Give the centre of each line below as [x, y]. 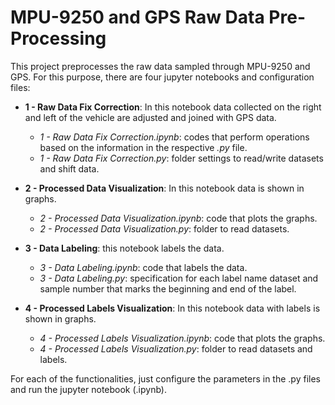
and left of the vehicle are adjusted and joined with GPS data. [150, 117]
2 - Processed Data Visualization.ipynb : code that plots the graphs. [178, 218]
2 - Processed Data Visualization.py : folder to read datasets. [164, 228]
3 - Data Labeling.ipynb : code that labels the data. [143, 267]
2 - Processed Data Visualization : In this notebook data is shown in [164, 188]
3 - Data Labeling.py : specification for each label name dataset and [179, 278]
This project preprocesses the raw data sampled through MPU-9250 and [160, 66]
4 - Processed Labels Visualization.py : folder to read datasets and [176, 348]
